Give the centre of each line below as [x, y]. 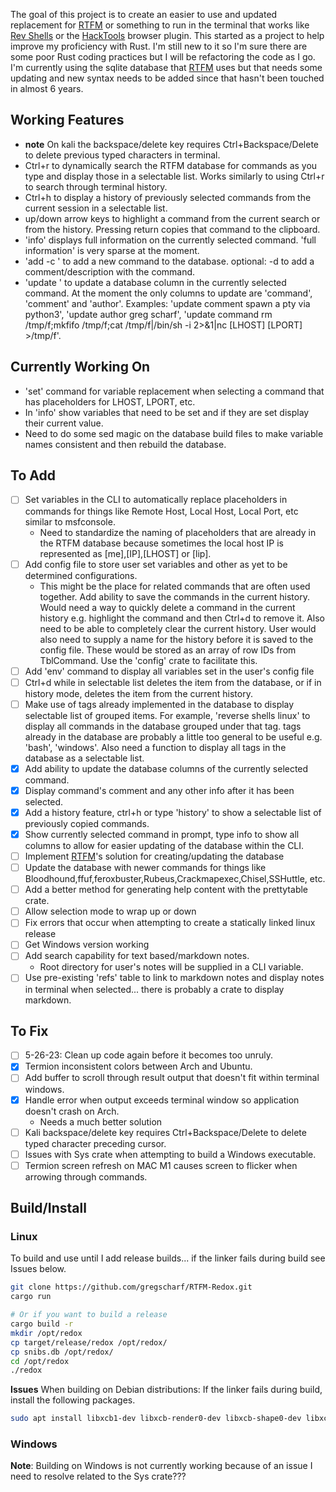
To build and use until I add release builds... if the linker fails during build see [168, 1258]
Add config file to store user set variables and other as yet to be [156, 564]
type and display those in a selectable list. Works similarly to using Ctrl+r [174, 176]
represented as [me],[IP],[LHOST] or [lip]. [125, 553]
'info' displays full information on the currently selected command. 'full [170, 240]
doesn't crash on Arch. [72, 1111]
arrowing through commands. [86, 1176]
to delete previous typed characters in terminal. [122, 155]
